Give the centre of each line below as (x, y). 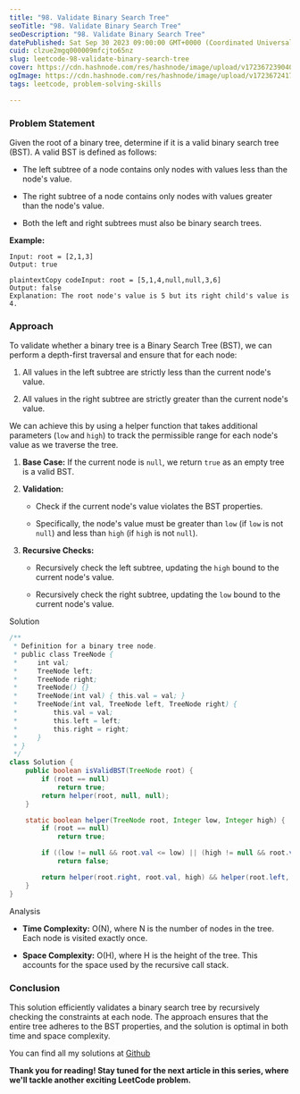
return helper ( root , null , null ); (105, 795)
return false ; (83, 862)
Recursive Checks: (58, 551)
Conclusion (35, 988)
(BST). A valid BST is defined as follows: (83, 152)
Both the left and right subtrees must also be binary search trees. (142, 223)
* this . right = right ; (71, 729)
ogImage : (25, 76)
